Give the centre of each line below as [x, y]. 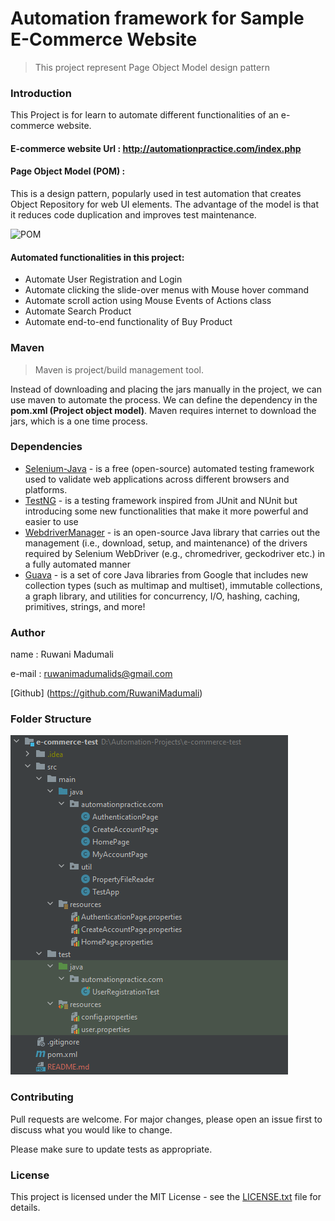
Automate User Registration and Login [103, 279]
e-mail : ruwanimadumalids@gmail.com [91, 674]
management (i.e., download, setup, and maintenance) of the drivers [166, 543]
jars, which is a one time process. [79, 421]
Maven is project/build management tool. [119, 369]
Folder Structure [51, 719]
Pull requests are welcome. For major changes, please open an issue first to [166, 1119]
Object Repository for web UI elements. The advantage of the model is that [165, 204]
